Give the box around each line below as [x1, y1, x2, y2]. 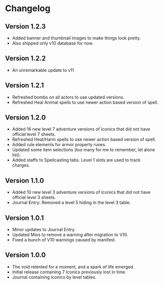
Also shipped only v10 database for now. [12, 40, 93, 46]
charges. [12, 162, 30, 168]
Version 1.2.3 [5, 22, 46, 31]
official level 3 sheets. [12, 195, 56, 201]
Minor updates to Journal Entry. [12, 227, 76, 233]
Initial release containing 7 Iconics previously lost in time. [12, 269, 127, 275]
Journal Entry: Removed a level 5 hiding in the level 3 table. [12, 200, 131, 205]
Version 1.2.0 [5, 114, 46, 122]
